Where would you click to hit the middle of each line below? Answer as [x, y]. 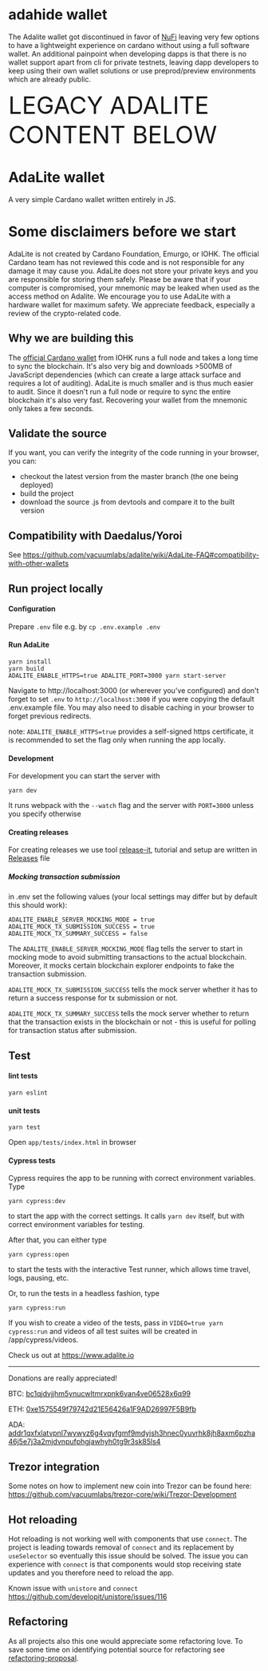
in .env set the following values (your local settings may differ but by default [133, 897]
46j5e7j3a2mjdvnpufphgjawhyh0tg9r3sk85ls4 [85, 1442]
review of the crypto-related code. [65, 313]
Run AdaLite [29, 645]
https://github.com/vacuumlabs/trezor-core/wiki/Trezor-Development [122, 1495]
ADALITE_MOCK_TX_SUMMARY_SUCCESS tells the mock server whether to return [129, 1014]
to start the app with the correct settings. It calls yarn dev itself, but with [126, 1216]
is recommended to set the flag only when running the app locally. [117, 740]
